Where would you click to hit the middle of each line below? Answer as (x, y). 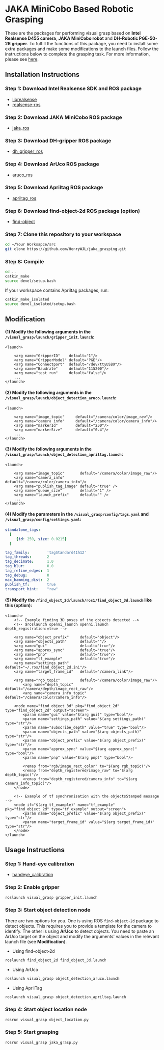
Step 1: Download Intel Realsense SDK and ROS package (73, 88)
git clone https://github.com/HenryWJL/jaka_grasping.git (66, 249)
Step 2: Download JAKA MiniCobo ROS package (64, 117)
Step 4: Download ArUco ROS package (52, 164)
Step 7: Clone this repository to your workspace (63, 234)
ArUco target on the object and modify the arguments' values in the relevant (82, 936)
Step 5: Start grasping (32, 1032)
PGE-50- (148, 38)
